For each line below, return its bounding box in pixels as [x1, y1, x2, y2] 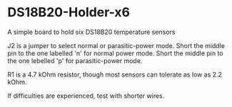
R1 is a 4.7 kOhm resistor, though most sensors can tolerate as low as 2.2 [7, 70, 223, 79]
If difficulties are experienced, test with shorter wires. [7, 91, 165, 100]
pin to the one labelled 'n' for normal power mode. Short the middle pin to [7, 49, 223, 57]
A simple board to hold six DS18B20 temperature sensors [7, 28, 176, 36]
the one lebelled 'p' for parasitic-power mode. [7, 56, 143, 64]
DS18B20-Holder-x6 [7, 4, 131, 21]
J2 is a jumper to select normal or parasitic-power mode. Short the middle [7, 41, 225, 50]
